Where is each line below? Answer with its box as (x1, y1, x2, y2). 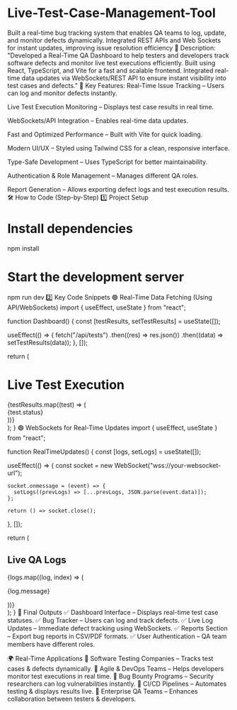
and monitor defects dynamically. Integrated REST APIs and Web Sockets (7, 35, 221, 44)
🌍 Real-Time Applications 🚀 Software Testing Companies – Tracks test (7, 654, 214, 662)
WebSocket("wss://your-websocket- (114, 461, 221, 469)
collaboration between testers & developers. (7, 694, 137, 703)
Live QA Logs (7, 554, 67, 566)
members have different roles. (7, 640, 96, 648)
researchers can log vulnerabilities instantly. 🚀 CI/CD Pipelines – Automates (7, 679, 227, 688)
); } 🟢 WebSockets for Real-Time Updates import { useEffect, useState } (7, 423, 218, 432)
